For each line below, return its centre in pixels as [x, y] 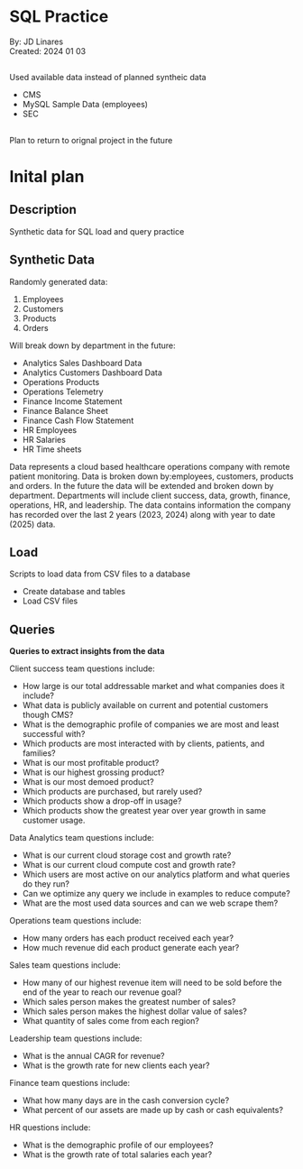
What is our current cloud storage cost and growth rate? [127, 855]
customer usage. [54, 820]
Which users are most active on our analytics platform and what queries [156, 874]
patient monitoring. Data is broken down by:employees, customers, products [151, 476]
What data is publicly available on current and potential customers [145, 705]
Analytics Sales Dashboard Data [82, 363]
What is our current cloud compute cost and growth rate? [129, 865]
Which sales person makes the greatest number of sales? [129, 1002]
